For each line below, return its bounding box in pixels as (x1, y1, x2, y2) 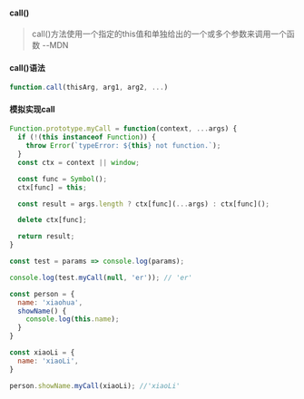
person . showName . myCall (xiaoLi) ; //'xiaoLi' (9, 381, 181, 390)
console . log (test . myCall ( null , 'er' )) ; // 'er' (9, 273, 193, 282)
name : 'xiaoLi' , (17, 356, 79, 365)
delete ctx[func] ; (17, 216, 88, 225)
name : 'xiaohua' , (17, 297, 83, 307)
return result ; (17, 232, 75, 241)
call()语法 (9, 62, 45, 73)
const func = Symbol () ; (17, 174, 107, 183)
